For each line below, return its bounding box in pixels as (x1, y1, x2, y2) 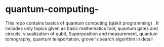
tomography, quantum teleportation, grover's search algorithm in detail (5, 36, 153, 42)
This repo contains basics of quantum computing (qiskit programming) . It (5, 20, 159, 26)
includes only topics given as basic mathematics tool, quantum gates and (5, 25, 158, 31)
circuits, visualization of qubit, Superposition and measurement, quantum (5, 30, 158, 36)
